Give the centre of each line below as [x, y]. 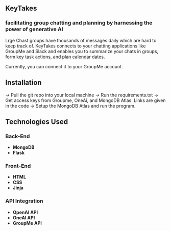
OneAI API [24, 217]
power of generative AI [34, 29]
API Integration [24, 201]
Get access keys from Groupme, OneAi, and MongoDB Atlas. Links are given [86, 100]
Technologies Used [36, 122]
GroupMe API [27, 223]
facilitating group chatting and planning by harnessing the [79, 23]
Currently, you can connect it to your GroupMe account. [64, 66]
